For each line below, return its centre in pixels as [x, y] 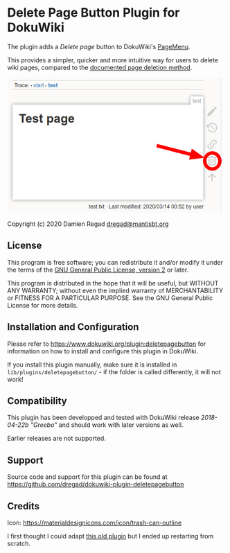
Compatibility [37, 401]
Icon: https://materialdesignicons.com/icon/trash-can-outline [95, 523]
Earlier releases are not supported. [56, 439]
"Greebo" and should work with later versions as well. [107, 425]
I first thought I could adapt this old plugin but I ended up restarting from [110, 536]
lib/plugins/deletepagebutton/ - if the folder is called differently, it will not [114, 371]
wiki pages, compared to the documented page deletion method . [100, 67]
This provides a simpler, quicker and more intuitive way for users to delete [113, 60]
